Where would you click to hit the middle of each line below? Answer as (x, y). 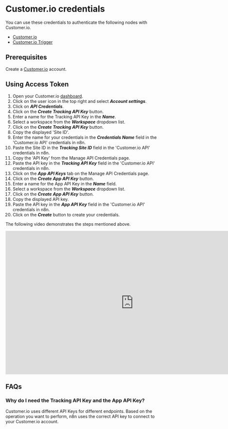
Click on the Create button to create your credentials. (66, 214)
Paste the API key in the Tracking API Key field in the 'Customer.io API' (84, 163)
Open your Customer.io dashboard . (48, 96)
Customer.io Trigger (33, 42)
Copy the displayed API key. (41, 199)
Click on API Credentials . (38, 106)
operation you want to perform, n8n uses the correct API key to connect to (80, 416)
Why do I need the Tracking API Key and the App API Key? (75, 400)
